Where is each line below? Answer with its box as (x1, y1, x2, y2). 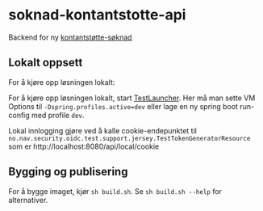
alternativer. (8, 195, 48, 205)
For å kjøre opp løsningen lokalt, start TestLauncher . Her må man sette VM (8, 93, 256, 103)
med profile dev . (31, 110, 85, 120)
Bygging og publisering (8, 165, 128, 179)
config (8, 110, 30, 120)
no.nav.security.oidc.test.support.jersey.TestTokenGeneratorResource (8, 134, 251, 142)
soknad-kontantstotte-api (8, 6, 186, 24)
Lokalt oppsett (8, 56, 83, 70)
